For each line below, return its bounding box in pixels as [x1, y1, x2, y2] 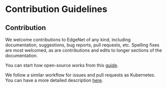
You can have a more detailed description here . [5, 77, 103, 83]
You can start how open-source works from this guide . [5, 62, 119, 68]
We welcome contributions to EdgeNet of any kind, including [5, 36, 131, 42]
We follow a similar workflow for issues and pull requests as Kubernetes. [5, 72, 156, 78]
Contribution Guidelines [5, 3, 108, 15]
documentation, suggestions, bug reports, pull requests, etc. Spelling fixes [5, 42, 159, 48]
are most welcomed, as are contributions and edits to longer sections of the [5, 47, 162, 53]
